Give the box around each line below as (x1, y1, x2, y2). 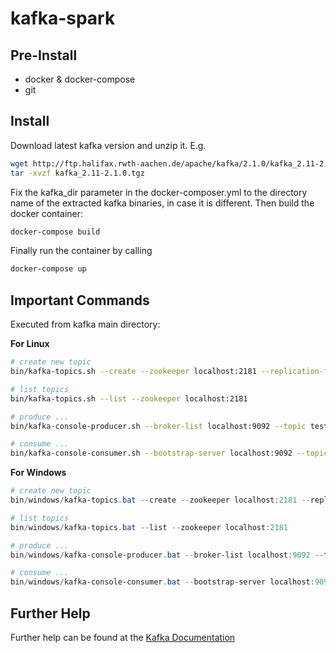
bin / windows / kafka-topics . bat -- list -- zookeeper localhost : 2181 (10, 522, 288, 532)
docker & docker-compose (24, 73, 136, 85)
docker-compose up (10, 264, 87, 274)
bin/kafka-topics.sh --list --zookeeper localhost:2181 (10, 393, 248, 404)
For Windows (10, 467, 67, 479)
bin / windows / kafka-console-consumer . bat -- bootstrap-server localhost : (10, 577, 315, 587)
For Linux (10, 338, 50, 350)
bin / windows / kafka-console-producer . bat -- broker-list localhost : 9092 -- (10, 550, 325, 560)
